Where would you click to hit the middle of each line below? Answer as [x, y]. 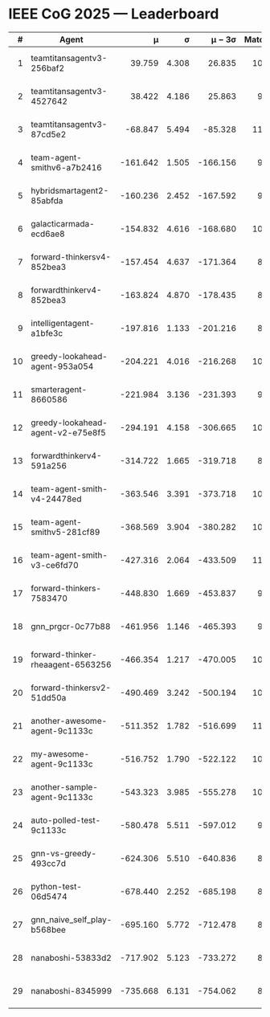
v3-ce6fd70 [55, 565]
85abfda [47, 200]
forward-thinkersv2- [71, 688]
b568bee [49, 929]
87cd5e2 [49, 134]
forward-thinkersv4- [71, 256]
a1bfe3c [47, 333]
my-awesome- [60, 754]
